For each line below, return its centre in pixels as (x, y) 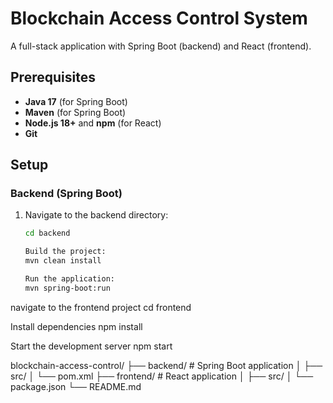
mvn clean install (63, 261)
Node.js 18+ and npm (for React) (93, 123)
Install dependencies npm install (76, 326)
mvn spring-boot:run (67, 288)
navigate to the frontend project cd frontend (101, 307)
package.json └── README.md (76, 386)
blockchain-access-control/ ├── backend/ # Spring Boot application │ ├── (166, 365)
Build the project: (65, 252)
